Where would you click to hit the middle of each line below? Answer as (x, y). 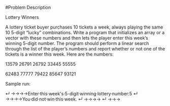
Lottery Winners (22, 17)
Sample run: (18, 84)
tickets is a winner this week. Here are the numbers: (60, 54)
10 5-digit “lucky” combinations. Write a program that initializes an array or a (85, 32)
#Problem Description (28, 7)
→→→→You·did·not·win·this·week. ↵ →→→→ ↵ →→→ (63, 99)
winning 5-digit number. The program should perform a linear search (77, 43)
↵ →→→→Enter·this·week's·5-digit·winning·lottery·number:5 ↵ (72, 94)
